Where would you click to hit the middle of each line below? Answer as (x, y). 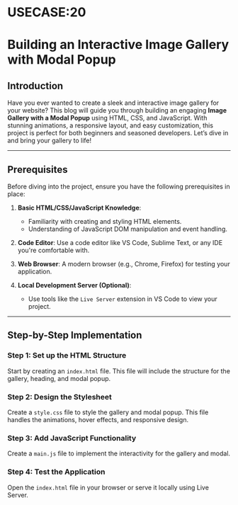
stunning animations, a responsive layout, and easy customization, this (110, 125)
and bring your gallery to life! (50, 141)
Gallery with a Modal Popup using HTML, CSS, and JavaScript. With (107, 118)
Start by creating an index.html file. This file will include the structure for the (119, 371)
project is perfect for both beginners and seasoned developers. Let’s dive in (118, 133)
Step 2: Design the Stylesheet (59, 397)
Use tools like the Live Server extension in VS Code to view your (123, 299)
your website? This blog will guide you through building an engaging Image (117, 110)
